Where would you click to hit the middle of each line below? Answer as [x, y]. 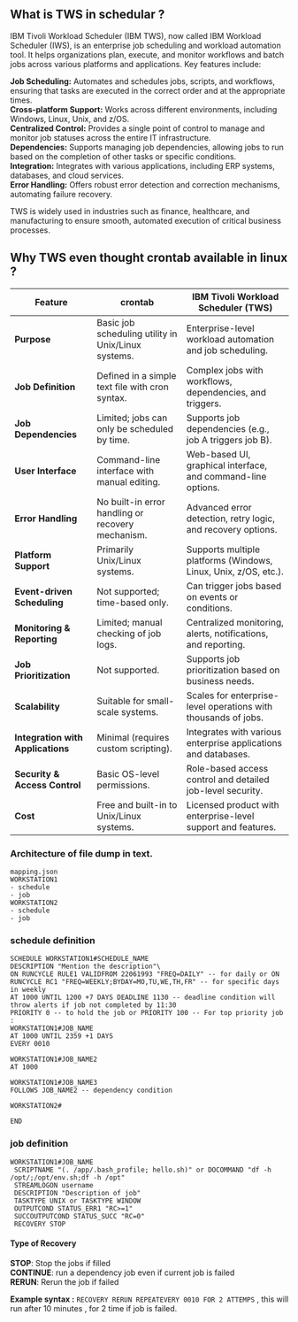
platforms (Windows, [229, 560]
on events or [212, 596]
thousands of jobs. [225, 718]
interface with [125, 471]
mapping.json [34, 872]
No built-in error [131, 502]
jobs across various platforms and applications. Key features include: [136, 64]
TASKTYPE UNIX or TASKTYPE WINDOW [77, 1201]
